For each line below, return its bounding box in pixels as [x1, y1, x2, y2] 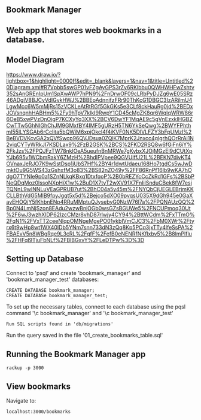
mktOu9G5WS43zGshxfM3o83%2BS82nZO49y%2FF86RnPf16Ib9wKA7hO [6, 166, 193, 173]
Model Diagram [6, 55, 65, 65]
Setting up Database [6, 253, 84, 264]
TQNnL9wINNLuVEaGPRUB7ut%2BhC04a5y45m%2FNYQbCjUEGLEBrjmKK [6, 185, 194, 192]
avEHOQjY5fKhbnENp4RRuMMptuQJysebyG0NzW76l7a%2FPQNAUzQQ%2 [6, 198, 194, 206]
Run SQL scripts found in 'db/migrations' [6, 321, 114, 327]
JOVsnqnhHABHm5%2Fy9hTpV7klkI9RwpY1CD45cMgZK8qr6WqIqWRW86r [6, 109, 193, 116]
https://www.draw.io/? [6, 71, 61, 78]
